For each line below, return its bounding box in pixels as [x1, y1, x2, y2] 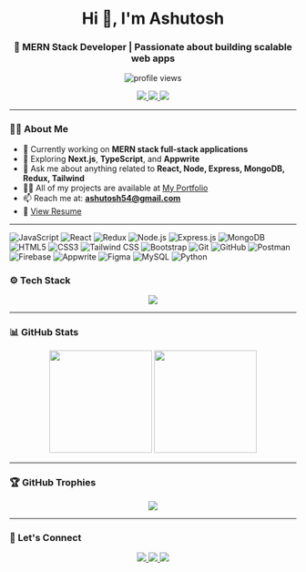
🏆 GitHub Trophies [9, 476, 97, 489]
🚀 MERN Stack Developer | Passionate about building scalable [13, 41, 293, 54]
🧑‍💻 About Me [9, 123, 68, 136]
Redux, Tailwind [22, 172, 85, 183]
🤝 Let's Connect [9, 531, 82, 544]
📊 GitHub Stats [9, 326, 79, 338]
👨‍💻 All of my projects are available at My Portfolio [22, 182, 209, 193]
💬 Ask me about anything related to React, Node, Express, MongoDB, [22, 163, 285, 174]
